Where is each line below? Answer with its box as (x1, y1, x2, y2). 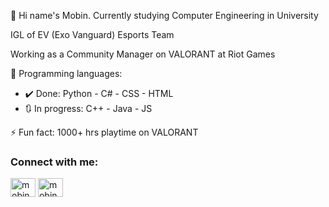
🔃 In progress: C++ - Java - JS (24, 103, 153, 114)
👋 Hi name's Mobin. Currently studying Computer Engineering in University (10, 10, 319, 21)
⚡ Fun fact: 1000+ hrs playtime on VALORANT (10, 126, 199, 138)
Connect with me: (10, 155, 99, 169)
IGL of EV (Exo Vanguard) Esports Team (10, 29, 175, 40)
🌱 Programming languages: (10, 68, 123, 79)
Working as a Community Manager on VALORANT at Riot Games (10, 48, 276, 60)
